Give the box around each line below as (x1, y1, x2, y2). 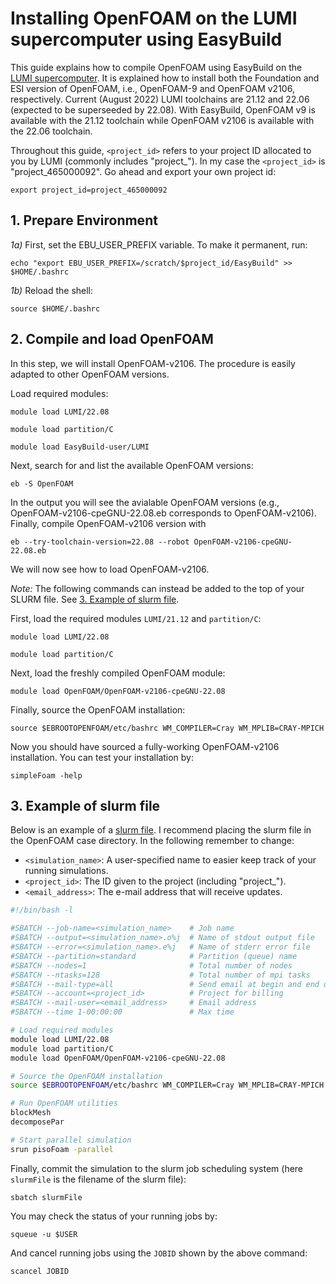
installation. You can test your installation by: (10, 751, 195, 763)
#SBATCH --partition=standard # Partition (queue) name (10, 951, 298, 961)
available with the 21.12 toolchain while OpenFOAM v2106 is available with (10, 114, 315, 126)
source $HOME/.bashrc (10, 303, 101, 314)
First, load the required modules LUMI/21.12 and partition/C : (10, 612, 262, 624)
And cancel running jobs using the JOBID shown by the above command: (10, 1247, 308, 1259)
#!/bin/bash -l (10, 905, 74, 916)
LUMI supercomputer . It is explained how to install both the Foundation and (10, 72, 320, 84)
